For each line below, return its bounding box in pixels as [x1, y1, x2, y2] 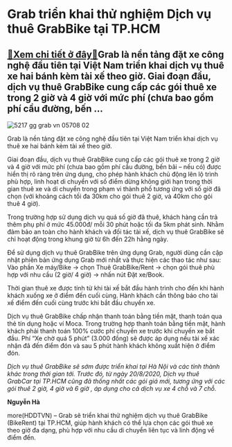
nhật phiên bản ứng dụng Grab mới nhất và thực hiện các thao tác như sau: [7, 256, 222, 264]
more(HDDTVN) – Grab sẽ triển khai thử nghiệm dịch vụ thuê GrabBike [7, 412, 208, 419]
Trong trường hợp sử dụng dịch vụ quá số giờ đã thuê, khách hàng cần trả [7, 213, 218, 221]
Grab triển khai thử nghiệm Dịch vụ [7, 6, 212, 22]
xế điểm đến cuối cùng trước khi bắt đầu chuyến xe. [7, 299, 156, 307]
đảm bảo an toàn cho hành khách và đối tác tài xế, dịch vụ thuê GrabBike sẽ [7, 228, 224, 236]
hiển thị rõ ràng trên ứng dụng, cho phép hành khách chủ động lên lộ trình [7, 170, 219, 178]
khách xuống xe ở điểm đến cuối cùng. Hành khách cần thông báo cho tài [7, 291, 218, 299]
